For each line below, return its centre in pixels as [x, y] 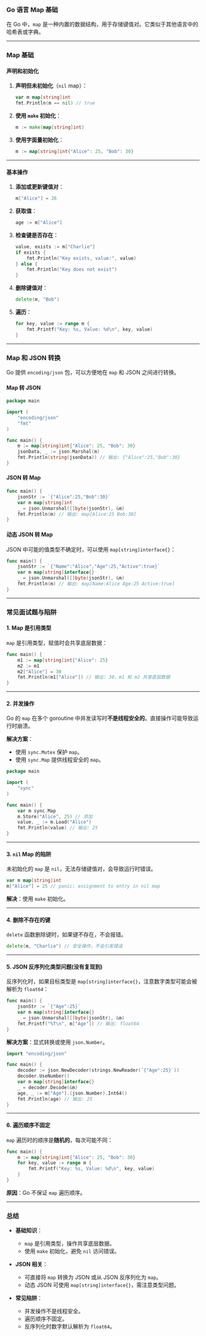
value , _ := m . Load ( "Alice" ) [55, 822]
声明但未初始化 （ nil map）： [51, 86]
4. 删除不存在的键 [29, 920]
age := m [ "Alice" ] [39, 223]
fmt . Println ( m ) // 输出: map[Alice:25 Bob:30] [77, 514]
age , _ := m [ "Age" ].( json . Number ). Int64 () [72, 1093]
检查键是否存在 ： [37, 235]
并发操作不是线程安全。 [54, 1311]
